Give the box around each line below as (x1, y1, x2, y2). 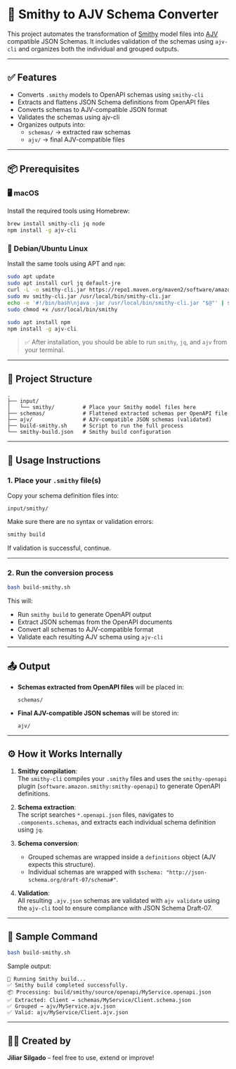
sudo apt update (7, 273, 55, 280)
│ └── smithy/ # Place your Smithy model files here (7, 404, 197, 411)
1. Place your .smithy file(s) (7, 475, 102, 485)
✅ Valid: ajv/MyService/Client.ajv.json (7, 1009, 129, 1016)
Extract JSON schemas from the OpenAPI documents (17, 618, 173, 626)
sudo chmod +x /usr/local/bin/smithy (7, 306, 118, 313)
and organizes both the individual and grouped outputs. (18, 44, 179, 53)
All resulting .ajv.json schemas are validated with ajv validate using (17, 896, 220, 904)
